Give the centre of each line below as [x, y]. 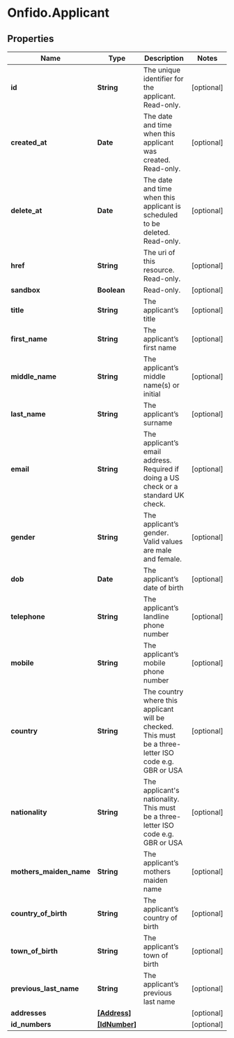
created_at [29, 142]
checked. [158, 726]
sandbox [25, 290]
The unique [162, 70]
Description [164, 58]
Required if [161, 469]
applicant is [162, 206]
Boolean [111, 290]
